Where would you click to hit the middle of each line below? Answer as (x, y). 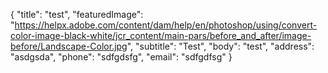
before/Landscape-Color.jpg (69, 46)
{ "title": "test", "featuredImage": (77, 14)
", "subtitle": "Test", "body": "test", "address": (220, 46)
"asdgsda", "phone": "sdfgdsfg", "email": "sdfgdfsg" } (121, 57)
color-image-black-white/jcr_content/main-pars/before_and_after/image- (161, 35)
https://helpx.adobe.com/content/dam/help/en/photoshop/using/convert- (166, 25)
